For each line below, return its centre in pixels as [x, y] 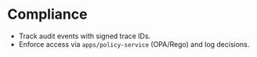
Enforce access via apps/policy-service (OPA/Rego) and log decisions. [134, 44]
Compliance [47, 14]
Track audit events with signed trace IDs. [85, 36]
